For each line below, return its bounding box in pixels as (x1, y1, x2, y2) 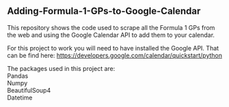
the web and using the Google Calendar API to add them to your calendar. (7, 31, 215, 39)
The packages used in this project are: (7, 64, 116, 72)
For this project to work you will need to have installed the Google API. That (7, 44, 219, 52)
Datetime (7, 93, 33, 102)
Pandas (7, 72, 29, 80)
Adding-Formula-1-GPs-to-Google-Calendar (7, 5, 201, 17)
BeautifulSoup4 (7, 86, 51, 94)
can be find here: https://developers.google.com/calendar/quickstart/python (7, 51, 222, 59)
